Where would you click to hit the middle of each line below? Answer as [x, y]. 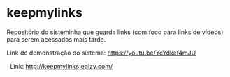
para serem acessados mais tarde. [56, 39]
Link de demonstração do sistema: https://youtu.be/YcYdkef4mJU [101, 53]
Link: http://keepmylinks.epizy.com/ [61, 66]
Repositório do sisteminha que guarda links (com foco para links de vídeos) [115, 32]
